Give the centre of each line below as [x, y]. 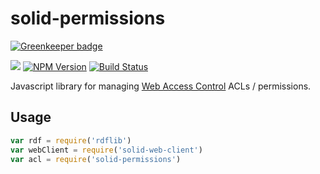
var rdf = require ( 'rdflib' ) [71, 140]
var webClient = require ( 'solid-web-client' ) [106, 150]
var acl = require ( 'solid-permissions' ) [96, 159]
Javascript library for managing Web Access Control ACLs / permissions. [161, 86]
